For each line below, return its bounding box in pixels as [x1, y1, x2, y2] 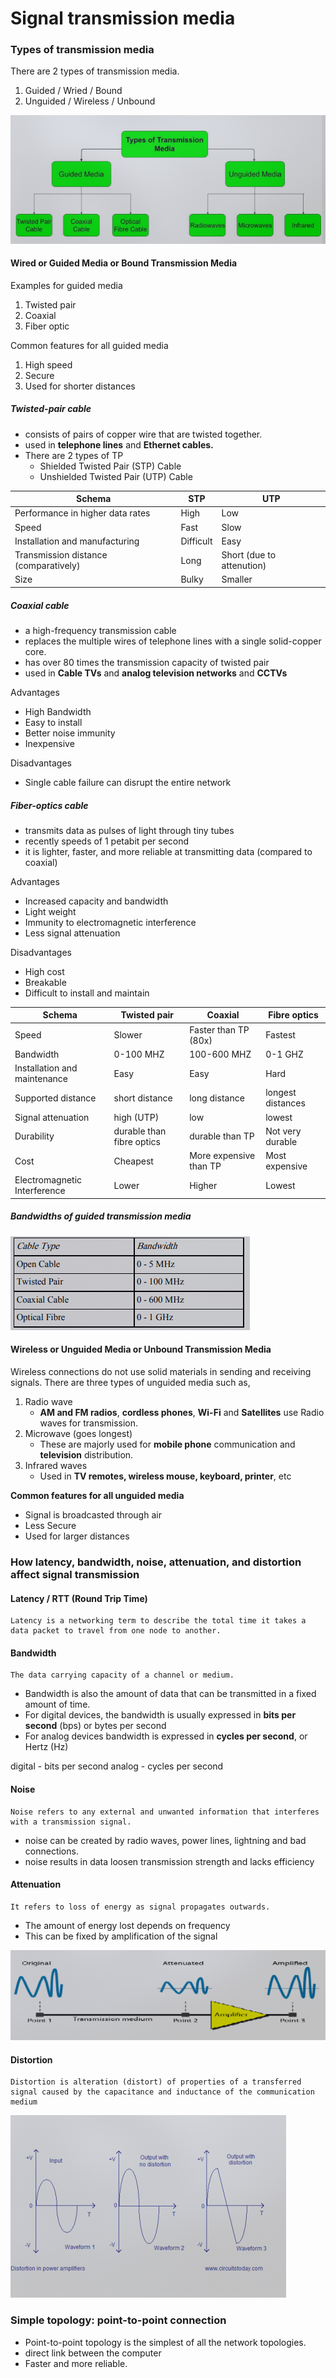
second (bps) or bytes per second [24, 1720, 167, 1732]
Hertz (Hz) [24, 1741, 69, 1753]
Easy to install [24, 716, 83, 728]
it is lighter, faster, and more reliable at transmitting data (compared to [24, 845, 313, 857]
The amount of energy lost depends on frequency [24, 1919, 231, 1931]
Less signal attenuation [24, 927, 121, 939]
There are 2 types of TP [24, 449, 124, 461]
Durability [14, 1130, 55, 1142]
